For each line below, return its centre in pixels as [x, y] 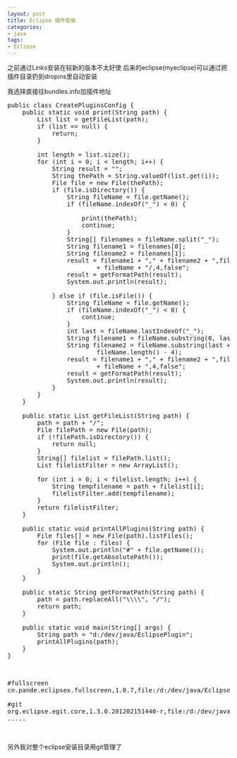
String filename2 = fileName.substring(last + [148, 345]
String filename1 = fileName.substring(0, [141, 338]
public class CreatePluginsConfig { [71, 106]
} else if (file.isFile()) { [102, 296]
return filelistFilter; [78, 508]
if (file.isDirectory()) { [98, 190]
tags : [15, 40]
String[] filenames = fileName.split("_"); [143, 240]
